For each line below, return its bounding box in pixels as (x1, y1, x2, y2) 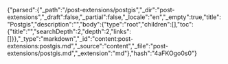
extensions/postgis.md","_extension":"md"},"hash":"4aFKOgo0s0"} (7, 49, 197, 57)
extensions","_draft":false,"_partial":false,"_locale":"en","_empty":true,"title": (7, 13, 222, 21)
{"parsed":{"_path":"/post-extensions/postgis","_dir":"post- (7, 6, 175, 14)
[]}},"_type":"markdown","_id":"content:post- (7, 35, 134, 43)
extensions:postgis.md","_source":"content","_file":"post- (7, 42, 169, 50)
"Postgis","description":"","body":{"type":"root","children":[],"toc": (7, 20, 194, 28)
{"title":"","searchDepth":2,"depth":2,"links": (7, 27, 132, 35)
